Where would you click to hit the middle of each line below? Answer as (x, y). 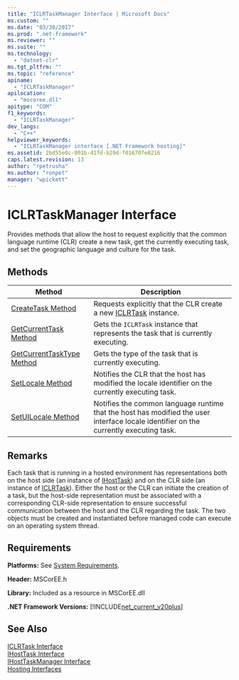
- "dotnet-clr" (36, 61)
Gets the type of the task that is (146, 354)
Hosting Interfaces (34, 669)
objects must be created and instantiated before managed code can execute (119, 518)
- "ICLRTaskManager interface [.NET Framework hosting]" (100, 147)
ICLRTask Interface (35, 646)
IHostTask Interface (36, 654)
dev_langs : (23, 126)
